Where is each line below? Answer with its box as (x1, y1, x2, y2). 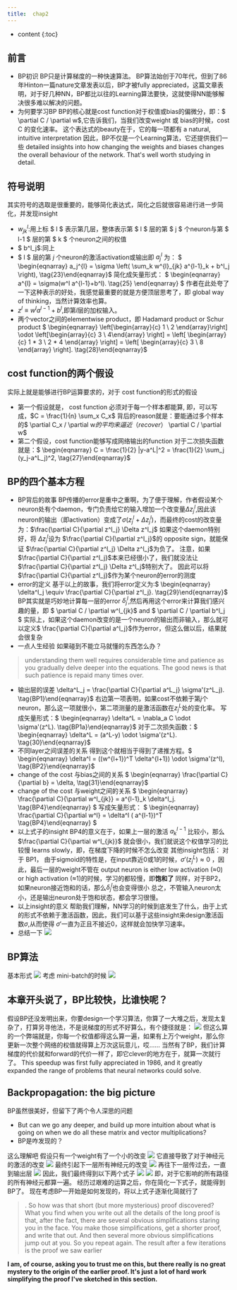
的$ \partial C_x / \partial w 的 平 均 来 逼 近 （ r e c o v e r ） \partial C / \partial (17, 420, 222, 428)
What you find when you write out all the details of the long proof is (24, 1208, 221, 1216)
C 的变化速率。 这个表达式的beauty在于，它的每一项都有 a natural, (17, 125, 211, 134)
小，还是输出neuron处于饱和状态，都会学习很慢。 (17, 893, 162, 902)
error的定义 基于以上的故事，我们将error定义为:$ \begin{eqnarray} (17, 580, 211, 588)
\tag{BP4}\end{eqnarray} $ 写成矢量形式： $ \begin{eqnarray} (17, 803, 200, 811)
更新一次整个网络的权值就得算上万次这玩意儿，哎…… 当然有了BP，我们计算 (7, 1040, 226, 1049)
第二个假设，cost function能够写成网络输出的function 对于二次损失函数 (17, 436, 224, 445)
